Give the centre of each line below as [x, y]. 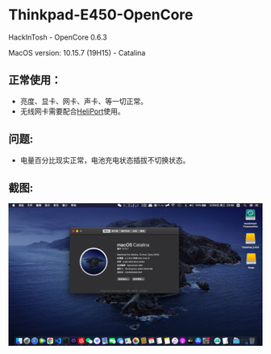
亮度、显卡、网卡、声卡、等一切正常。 [83, 101]
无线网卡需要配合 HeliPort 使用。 [72, 111]
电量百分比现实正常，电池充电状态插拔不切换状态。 [105, 160]
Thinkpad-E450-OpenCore [101, 15]
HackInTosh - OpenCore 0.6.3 [58, 37]
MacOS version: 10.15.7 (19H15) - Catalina [77, 52]
